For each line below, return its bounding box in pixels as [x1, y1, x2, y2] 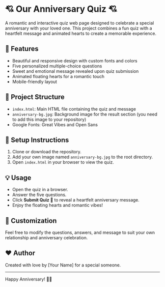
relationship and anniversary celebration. [5, 235, 88, 240]
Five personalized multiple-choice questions [12, 63, 102, 69]
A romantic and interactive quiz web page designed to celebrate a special [5, 20, 154, 26]
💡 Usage [5, 173, 31, 182]
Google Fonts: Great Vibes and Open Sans [12, 121, 98, 127]
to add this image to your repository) [12, 116, 86, 122]
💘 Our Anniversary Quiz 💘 [5, 3, 117, 15]
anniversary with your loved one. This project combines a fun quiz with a [5, 25, 152, 31]
